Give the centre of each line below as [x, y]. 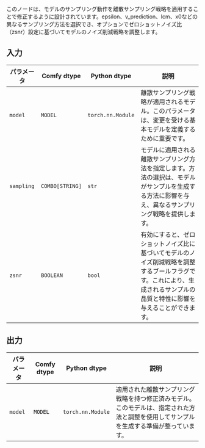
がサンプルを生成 [165, 186]
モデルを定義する [171, 129]
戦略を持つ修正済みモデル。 [156, 399]
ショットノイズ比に [168, 244]
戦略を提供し [171, 214]
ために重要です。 [164, 138]
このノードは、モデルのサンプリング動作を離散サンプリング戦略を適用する [100, 9]
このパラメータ [174, 110]
